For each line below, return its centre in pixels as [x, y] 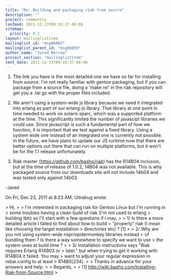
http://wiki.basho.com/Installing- [122, 267]
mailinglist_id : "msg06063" [35, 43]
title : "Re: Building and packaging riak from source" [65, 10]
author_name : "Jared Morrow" [36, 53]
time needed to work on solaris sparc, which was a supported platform [87, 114]
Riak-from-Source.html [29, 272]
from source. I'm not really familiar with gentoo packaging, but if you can [89, 82]
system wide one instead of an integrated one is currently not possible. [87, 135]
